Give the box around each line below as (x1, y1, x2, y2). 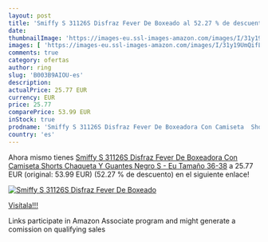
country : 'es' (8, 130, 56, 138)
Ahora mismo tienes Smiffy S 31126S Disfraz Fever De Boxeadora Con (8, 153, 238, 162)
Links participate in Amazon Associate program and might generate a (8, 216, 236, 225)
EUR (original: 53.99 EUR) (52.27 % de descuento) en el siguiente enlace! (8, 169, 250, 179)
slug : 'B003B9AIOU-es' (8, 71, 84, 79)
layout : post (8, 11, 52, 20)
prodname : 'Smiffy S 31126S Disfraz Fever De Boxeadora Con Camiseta (8, 123, 245, 131)
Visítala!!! (8, 200, 38, 210)
